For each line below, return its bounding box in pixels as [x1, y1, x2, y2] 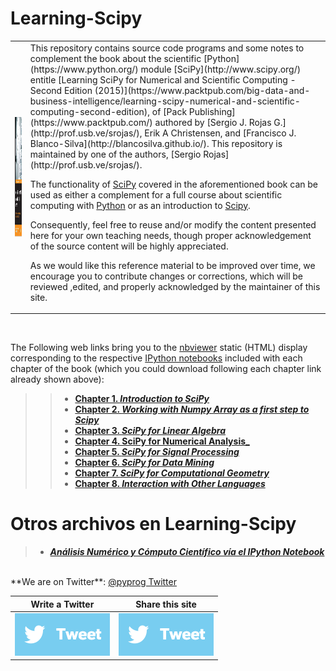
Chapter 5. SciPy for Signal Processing [74, 446, 240, 458]
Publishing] [188, 105, 236, 117]
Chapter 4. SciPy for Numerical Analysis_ [74, 435, 250, 447]
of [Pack [151, 105, 188, 117]
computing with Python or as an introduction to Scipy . [29, 199, 251, 211]
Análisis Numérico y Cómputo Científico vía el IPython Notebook [49, 546, 325, 558]
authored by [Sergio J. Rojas [154, 116, 272, 128]
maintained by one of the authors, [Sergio [29, 148, 202, 160]
